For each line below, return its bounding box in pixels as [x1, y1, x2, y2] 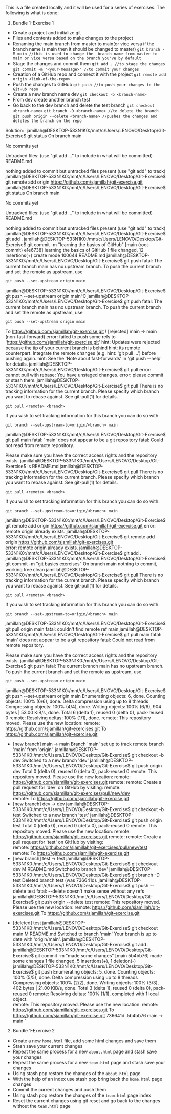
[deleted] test [12, 920, 41, 926]
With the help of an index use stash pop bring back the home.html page [12, 1076, 163, 1082]
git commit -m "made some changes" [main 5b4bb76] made [35, 953, 162, 958]
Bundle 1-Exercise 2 [12, 1028, 55, 1034]
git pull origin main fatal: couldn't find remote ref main [5, 626, 119, 632]
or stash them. [5, 377, 36, 383]
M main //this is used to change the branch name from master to [12, 51, 158, 56]
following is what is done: [5, 10, 59, 16]
